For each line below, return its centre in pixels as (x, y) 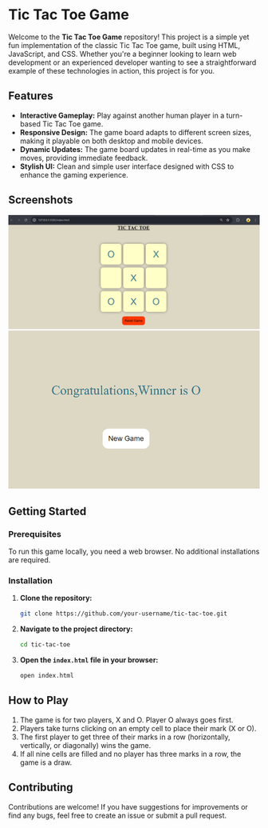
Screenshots (41, 200)
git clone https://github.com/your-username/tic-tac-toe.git (124, 614)
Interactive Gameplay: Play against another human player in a (122, 115)
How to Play (39, 700)
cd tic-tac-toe (45, 645)
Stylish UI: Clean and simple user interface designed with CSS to (127, 166)
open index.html (47, 676)
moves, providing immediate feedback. (84, 158)
